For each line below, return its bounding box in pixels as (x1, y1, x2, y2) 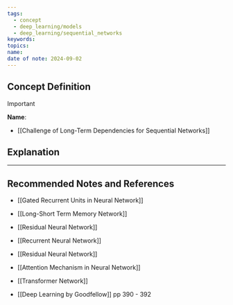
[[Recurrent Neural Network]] (17, 236, 102, 245)
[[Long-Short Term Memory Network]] (17, 209, 128, 218)
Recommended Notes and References (7, 177, 175, 189)
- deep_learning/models (13, 23, 82, 30)
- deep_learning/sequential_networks (13, 29, 123, 37)
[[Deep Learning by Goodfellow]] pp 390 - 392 (17, 290, 151, 299)
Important (7, 99, 35, 107)
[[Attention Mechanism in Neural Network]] (17, 263, 141, 272)
